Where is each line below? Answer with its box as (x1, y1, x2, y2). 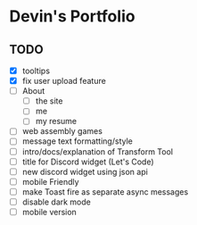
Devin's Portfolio (9, 6, 135, 27)
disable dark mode (21, 196, 91, 207)
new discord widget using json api (21, 166, 149, 177)
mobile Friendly (21, 176, 79, 187)
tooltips (21, 65, 51, 76)
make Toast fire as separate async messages (21, 186, 189, 197)
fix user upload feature (21, 76, 107, 87)
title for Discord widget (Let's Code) (21, 156, 154, 167)
